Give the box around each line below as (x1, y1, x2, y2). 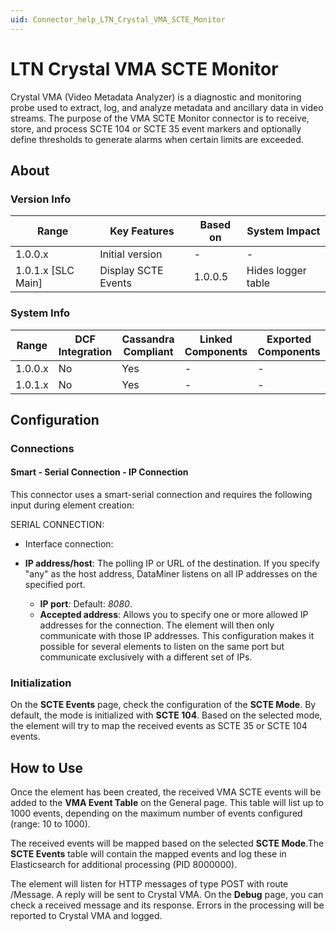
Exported (266, 332, 312, 346)
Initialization (10, 676, 72, 690)
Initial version (99, 247, 163, 261)
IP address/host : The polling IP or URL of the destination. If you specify (24, 557, 320, 570)
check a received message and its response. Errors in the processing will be (10, 899, 325, 911)
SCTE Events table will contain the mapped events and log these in (10, 848, 287, 860)
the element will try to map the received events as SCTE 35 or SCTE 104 (10, 720, 308, 732)
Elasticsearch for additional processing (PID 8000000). (10, 859, 238, 871)
